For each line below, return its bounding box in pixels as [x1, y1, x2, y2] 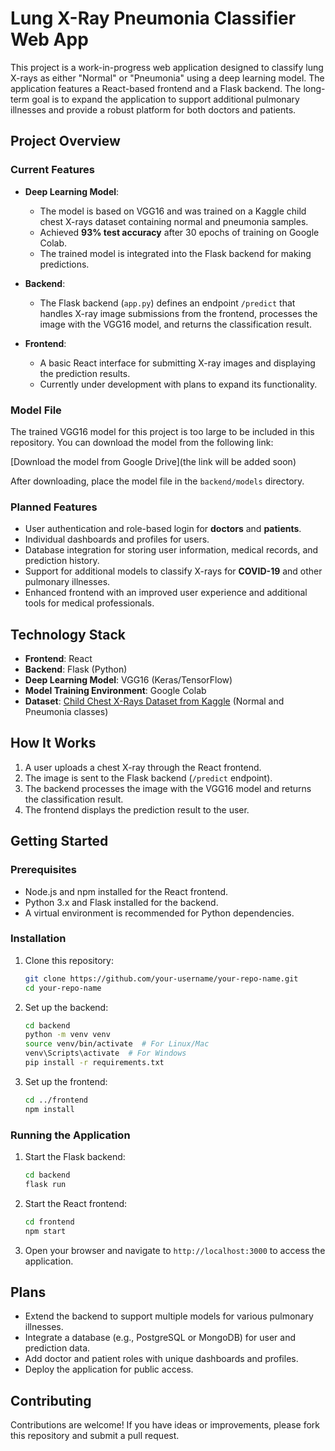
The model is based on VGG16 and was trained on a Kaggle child [39, 205, 307, 217]
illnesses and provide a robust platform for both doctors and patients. [10, 103, 297, 116]
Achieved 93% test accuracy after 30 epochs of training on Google [39, 226, 320, 238]
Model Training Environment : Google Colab [24, 685, 207, 697]
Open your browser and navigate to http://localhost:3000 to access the [24, 1244, 326, 1256]
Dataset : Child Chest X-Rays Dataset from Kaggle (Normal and [24, 695, 285, 707]
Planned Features [10, 500, 98, 514]
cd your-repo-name [24, 983, 102, 993]
